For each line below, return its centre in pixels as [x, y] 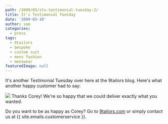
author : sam [18, 24]
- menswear [21, 61]
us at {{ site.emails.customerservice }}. [46, 117]
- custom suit [25, 52]
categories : [18, 29]
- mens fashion [26, 57]
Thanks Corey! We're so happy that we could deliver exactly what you [84, 96]
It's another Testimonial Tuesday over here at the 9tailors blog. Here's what [84, 81]
